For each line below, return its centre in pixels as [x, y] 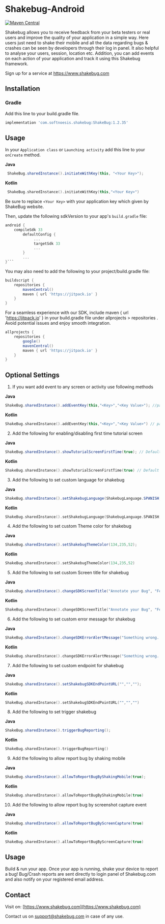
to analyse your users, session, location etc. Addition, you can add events [80, 53]
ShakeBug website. [25, 207]
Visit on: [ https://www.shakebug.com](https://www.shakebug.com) [73, 907]
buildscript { [20, 280]
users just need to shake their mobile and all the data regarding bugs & [77, 42]
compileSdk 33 [28, 230]
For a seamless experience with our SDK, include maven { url [67, 313]
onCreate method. [23, 155]
